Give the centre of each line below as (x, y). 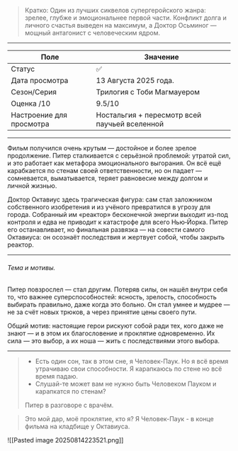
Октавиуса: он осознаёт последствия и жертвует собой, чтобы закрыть (116, 237)
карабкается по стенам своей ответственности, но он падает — (104, 171)
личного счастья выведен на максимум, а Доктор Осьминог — (121, 25)
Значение (161, 57)
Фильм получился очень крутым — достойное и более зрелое (102, 148)
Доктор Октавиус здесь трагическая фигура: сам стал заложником (110, 199)
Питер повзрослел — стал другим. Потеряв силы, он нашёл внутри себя (118, 289)
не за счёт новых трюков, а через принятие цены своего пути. (102, 312)
